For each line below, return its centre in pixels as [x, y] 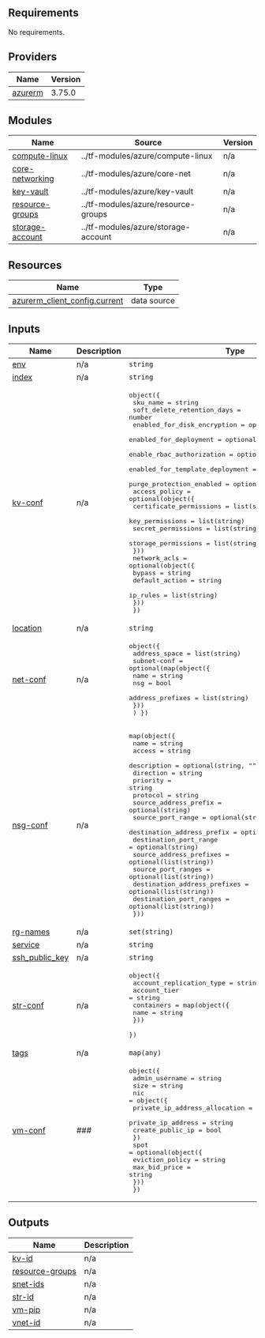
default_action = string [177, 580]
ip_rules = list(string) [174, 596]
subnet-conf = [158, 661]
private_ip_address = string [181, 1123]
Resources [35, 265]
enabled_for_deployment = [175, 440]
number [140, 418]
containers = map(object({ [181, 1006]
